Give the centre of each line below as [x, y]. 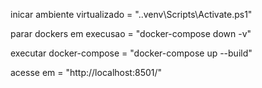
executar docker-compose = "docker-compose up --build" [131, 53]
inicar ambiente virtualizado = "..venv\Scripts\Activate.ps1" [131, 14]
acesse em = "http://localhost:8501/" [86, 72]
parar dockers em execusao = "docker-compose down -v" [131, 33]
